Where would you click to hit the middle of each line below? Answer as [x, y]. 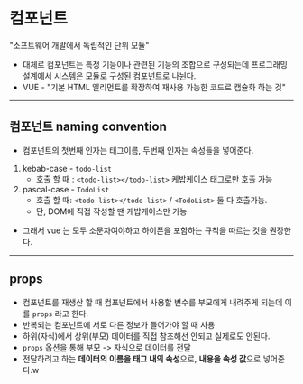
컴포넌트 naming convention [88, 127]
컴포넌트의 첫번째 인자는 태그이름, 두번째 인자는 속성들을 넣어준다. [138, 150]
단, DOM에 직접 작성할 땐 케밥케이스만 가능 [111, 211]
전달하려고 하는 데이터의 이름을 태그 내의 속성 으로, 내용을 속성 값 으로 [142, 359]
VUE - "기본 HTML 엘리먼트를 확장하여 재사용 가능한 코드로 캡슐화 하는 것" [154, 87]
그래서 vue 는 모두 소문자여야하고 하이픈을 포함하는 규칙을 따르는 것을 [145, 230]
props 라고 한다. [60, 314]
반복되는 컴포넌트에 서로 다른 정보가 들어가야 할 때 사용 [119, 324]
